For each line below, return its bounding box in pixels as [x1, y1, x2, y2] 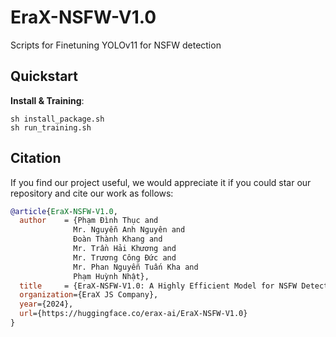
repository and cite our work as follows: [10, 187, 174, 199]
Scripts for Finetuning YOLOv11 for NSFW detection [10, 39, 222, 51]
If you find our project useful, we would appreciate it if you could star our [10, 176, 312, 188]
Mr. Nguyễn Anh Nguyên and [73, 225, 186, 235]
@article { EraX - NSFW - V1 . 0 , [10, 206, 118, 216]
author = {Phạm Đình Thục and [19, 216, 159, 226]
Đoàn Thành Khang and [73, 234, 163, 245]
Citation [10, 150, 62, 167]
